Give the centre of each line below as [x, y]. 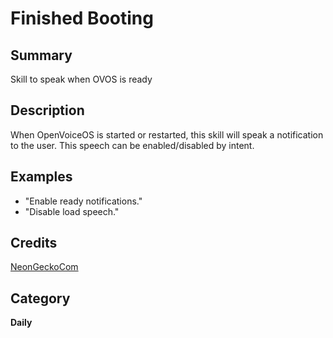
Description [47, 110]
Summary [41, 55]
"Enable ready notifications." [83, 201]
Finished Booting [82, 18]
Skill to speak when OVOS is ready [81, 79]
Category [40, 298]
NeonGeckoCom [44, 267]
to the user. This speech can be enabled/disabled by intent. [132, 145]
